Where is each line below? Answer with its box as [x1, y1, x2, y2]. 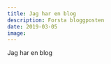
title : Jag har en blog [7, 10, 77, 17]
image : [7, 29, 27, 37]
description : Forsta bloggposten [7, 17, 105, 24]
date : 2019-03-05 [7, 23, 58, 30]
